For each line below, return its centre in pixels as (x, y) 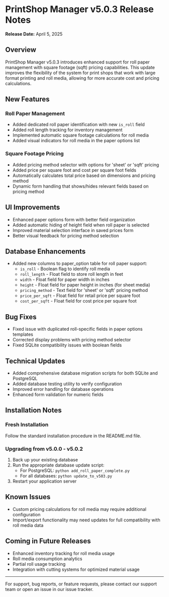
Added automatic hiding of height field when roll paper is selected (81, 225)
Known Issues (28, 497)
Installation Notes (33, 410)
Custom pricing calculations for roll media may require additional (79, 509)
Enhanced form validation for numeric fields (58, 394)
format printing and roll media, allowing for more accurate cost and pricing (82, 78)
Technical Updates (35, 361)
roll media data (28, 525)
